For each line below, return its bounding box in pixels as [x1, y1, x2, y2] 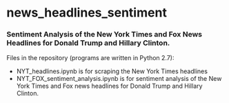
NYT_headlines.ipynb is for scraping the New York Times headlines [16, 67, 208, 75]
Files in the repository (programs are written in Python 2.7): [6, 54, 175, 62]
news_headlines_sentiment [6, 5, 167, 21]
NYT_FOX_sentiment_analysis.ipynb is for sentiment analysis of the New [16, 75, 222, 83]
